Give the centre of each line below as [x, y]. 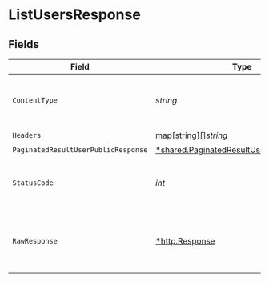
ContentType [35, 101]
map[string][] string [192, 135]
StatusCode [33, 183]
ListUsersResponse [75, 15]
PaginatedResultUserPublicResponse [80, 150]
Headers [27, 135]
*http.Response [185, 241]
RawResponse [35, 241]
